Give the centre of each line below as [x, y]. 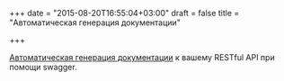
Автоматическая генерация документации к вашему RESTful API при [142, 57]
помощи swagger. [44, 67]
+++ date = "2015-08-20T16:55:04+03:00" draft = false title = [124, 13]
